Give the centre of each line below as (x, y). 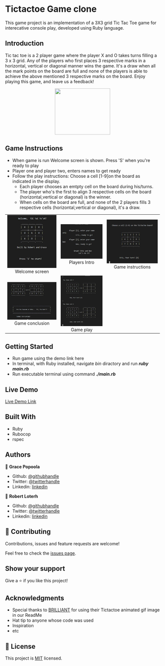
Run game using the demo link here (48, 359)
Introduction (25, 44)
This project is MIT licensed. (34, 658)
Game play (82, 330)
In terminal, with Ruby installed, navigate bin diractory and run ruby (80, 364)
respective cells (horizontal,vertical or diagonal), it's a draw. (80, 207)
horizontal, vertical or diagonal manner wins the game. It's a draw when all (80, 66)
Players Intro (82, 263)
